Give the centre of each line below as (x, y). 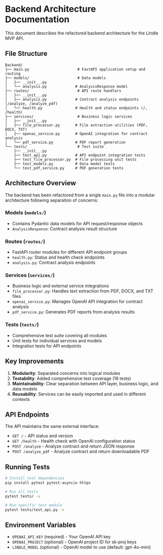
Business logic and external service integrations (60, 286)
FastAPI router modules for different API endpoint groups (70, 252)
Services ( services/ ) (30, 275)
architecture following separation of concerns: (52, 200)
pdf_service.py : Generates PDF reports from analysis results (73, 312)
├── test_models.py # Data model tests (64, 164)
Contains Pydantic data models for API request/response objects (77, 223)
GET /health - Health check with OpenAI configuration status (74, 441)
